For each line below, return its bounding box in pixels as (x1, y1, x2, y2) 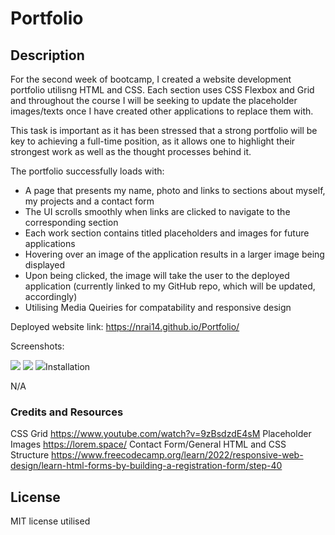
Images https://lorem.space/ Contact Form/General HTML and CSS (10, 438, 287, 451)
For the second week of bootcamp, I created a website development (10, 73, 292, 85)
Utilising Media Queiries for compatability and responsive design (24, 302, 292, 313)
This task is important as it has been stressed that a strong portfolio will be (10, 125, 318, 136)
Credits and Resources (10, 405, 124, 419)
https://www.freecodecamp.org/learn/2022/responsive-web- (51, 449, 304, 461)
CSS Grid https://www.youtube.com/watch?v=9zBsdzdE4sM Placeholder (10, 428, 312, 440)
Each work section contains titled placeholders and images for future (24, 227, 310, 239)
